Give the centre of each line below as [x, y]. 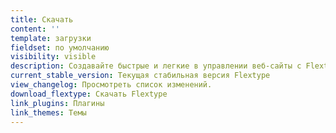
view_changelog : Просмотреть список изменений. [111, 85]
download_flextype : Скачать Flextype [89, 94]
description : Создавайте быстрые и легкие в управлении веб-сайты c [156, 66]
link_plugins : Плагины [57, 103]
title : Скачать [42, 19]
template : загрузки [51, 38]
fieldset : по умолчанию [60, 47]
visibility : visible [53, 57]
